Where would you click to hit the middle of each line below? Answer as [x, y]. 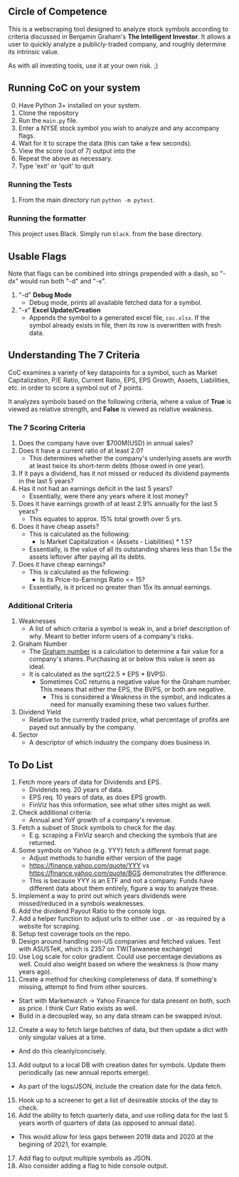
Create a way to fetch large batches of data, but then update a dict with [123, 1030]
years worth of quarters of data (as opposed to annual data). [107, 1123]
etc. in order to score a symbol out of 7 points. [76, 388]
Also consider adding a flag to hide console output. [93, 1166]
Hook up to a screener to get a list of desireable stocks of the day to [118, 1100]
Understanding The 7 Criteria [74, 355]
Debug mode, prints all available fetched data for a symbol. [115, 303]
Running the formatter [47, 218]
